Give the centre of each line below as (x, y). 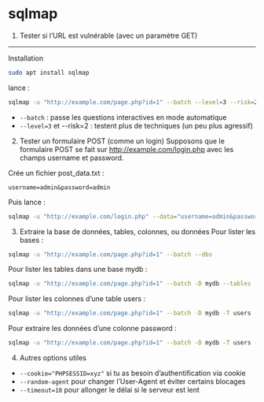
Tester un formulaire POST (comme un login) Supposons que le (122, 141)
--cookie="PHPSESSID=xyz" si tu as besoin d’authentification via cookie (132, 373)
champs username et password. (71, 158)
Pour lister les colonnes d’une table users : (77, 299)
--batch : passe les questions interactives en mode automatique (123, 117)
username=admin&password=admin (59, 187)
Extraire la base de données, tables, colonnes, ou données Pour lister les (137, 231)
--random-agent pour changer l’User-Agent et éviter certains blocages (132, 382)
